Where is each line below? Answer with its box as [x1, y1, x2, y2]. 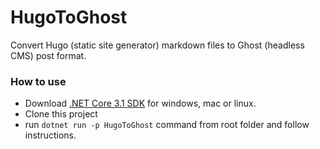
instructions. [24, 129, 77, 141]
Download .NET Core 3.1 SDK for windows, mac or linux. [24, 97, 257, 110]
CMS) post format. [10, 49, 87, 61]
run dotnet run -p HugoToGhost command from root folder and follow [24, 119, 310, 131]
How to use [10, 74, 67, 88]
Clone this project [24, 108, 98, 120]
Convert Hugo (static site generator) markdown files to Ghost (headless [10, 39, 305, 51]
